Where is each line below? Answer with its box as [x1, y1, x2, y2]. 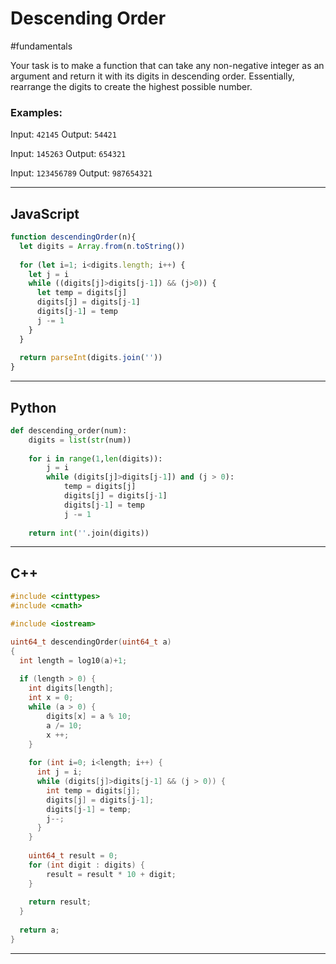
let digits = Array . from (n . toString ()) [19, 241, 186, 251]
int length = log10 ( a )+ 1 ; [19, 655, 128, 666]
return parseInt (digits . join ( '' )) [19, 353, 163, 363]
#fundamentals [10, 40, 73, 52]
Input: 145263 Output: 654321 [10, 148, 127, 160]
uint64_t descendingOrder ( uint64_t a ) [10, 637, 172, 647]
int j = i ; [36, 767, 83, 777]
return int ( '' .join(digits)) [28, 528, 150, 538]
